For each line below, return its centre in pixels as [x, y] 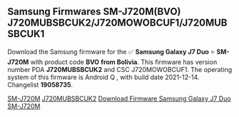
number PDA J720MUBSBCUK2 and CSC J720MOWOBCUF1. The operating [120, 69]
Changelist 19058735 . [40, 84]
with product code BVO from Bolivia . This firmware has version [124, 62]
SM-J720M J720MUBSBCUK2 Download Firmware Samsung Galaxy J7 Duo [119, 98]
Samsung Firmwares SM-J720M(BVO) [94, 12]
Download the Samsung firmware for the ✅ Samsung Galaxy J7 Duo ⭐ [111, 51]
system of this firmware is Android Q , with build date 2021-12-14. [103, 77]
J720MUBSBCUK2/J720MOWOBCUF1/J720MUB [117, 23]
